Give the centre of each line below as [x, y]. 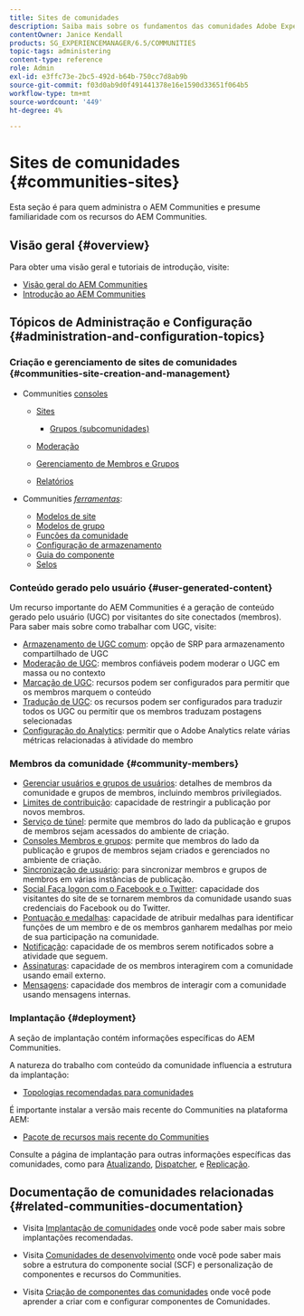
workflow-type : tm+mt [50, 93]
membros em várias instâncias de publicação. [108, 879]
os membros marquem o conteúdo [87, 692]
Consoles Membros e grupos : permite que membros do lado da [141, 841]
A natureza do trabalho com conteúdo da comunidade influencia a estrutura [151, 1065]
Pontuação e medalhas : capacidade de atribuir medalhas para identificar [158, 918]
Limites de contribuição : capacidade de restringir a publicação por [147, 802]
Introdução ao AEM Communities [84, 294]
